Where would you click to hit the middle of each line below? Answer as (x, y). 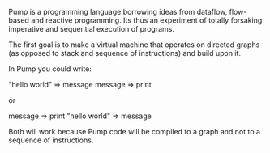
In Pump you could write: (50, 69)
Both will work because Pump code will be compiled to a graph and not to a (135, 132)
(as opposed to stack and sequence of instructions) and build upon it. (125, 53)
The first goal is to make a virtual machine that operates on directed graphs (134, 45)
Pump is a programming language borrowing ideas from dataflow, (118, 12)
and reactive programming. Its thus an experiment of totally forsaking (147, 20)
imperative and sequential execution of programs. (91, 29)
